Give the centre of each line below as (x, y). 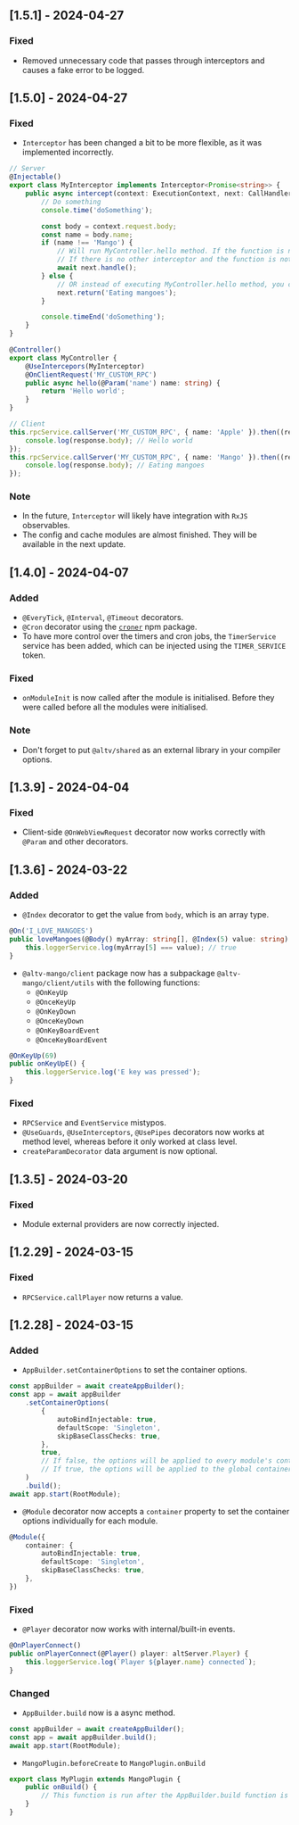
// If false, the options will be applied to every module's (157, 1461)
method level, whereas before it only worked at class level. (129, 1141)
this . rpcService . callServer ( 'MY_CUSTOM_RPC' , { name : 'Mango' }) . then (143, 457)
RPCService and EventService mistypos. (94, 1123)
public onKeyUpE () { (48, 1064)
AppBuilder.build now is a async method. (99, 1713)
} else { (57, 276)
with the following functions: (148, 983)
